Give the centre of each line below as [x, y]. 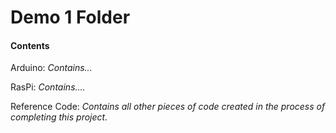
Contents [30, 45]
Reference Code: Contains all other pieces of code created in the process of [168, 107]
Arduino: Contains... [51, 68]
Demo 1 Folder [70, 17]
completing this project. [59, 117]
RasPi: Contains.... [48, 87]
